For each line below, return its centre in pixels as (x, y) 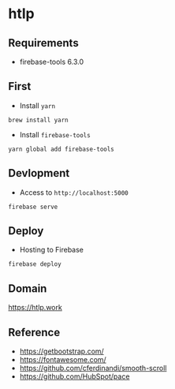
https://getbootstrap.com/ (61, 351)
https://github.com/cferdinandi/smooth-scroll (93, 368)
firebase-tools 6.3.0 (52, 62)
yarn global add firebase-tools (61, 149)
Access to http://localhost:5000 (74, 192)
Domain (28, 288)
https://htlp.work (35, 308)
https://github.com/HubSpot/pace (74, 376)
